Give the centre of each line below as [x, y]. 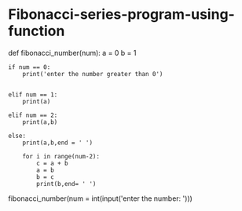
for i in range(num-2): [61, 156]
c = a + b [52, 163]
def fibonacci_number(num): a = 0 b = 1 [72, 53]
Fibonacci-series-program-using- [122, 15]
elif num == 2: [33, 115]
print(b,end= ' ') [66, 184]
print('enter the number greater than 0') [93, 74]
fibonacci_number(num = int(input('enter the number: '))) [100, 198]
